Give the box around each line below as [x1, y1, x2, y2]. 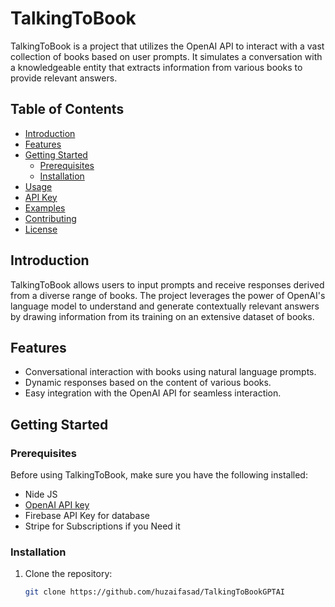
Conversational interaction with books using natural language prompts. [24, 366, 317, 378]
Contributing [24, 212, 77, 224]
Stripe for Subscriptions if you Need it [24, 520, 181, 532]
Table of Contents [10, 101, 125, 118]
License [24, 223, 58, 235]
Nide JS [24, 488, 58, 501]
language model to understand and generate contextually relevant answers [10, 300, 320, 312]
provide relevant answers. [10, 72, 118, 84]
